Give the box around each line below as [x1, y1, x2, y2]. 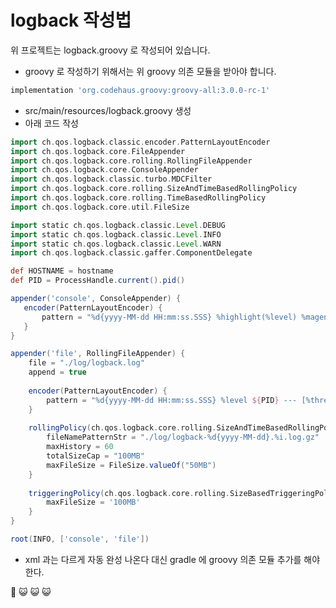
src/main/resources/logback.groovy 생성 [24, 104, 192, 116]
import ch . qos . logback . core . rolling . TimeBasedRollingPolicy [10, 193, 267, 203]
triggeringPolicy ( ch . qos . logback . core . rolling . [28, 488, 230, 498]
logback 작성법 [10, 9, 132, 32]
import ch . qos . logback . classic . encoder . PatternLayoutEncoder [10, 137, 271, 147]
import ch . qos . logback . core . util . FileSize [10, 202, 190, 212]
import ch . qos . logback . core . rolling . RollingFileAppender [10, 156, 253, 166]
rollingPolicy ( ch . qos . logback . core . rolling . [28, 423, 217, 433]
